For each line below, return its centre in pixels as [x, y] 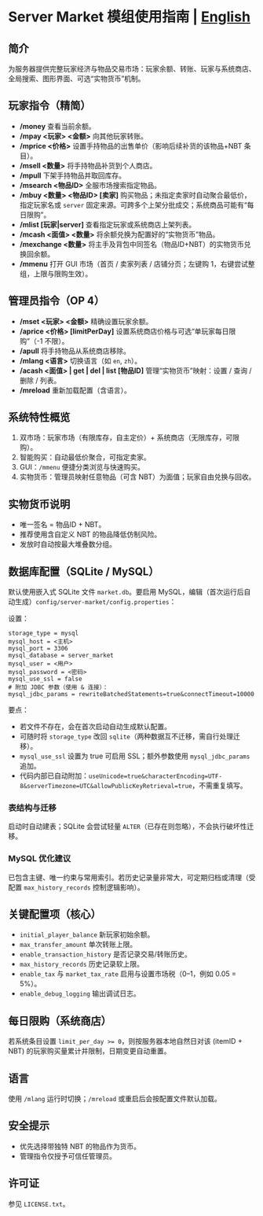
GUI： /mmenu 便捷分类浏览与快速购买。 [82, 467]
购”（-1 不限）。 [44, 341]
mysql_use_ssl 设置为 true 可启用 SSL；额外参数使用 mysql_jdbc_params [135, 756]
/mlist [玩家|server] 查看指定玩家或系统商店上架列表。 [108, 224]
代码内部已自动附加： [54, 776]
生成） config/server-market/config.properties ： [95, 602]
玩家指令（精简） [49, 106]
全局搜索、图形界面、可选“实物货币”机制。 [77, 79]
